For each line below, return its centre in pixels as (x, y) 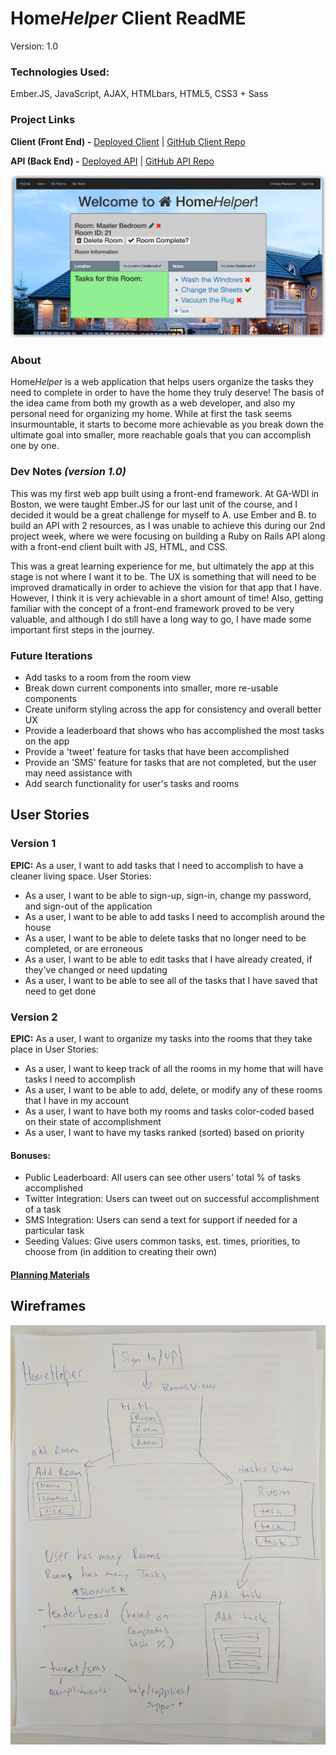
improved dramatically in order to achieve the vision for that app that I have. (166, 587)
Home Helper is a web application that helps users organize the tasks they (162, 382)
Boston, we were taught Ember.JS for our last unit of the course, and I (154, 504)
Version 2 (34, 1017)
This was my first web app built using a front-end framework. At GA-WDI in (165, 493)
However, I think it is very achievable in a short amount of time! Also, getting (167, 598)
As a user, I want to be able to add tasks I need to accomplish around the (175, 916)
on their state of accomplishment (93, 1122)
